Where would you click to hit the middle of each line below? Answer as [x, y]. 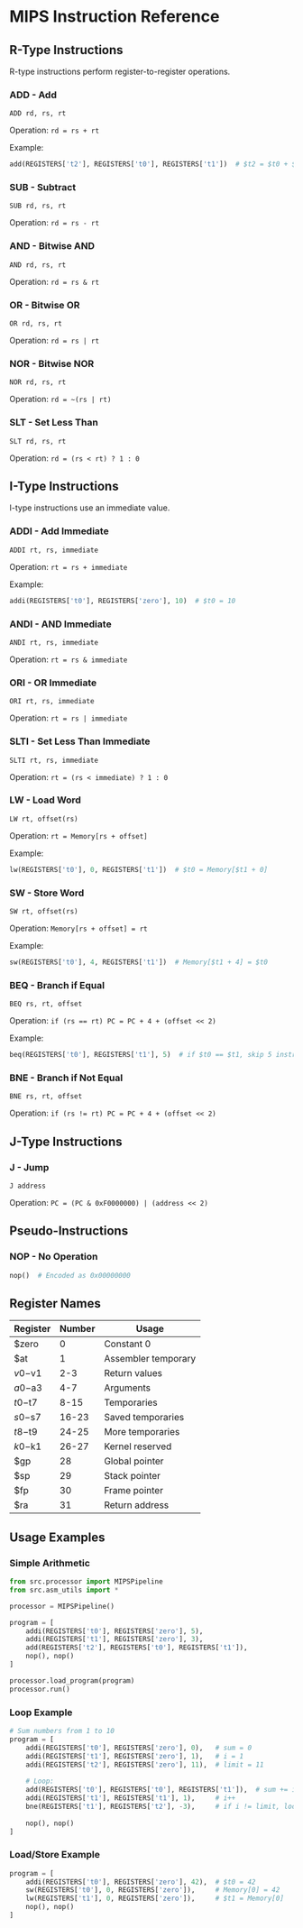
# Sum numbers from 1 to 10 [62, 1731]
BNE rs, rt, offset [46, 1097]
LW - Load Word [45, 800]
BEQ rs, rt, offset [46, 1004]
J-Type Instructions [66, 1141]
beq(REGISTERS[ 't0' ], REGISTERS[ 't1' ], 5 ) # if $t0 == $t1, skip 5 [141, 1055]
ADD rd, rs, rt [38, 114]
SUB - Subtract [43, 188]
